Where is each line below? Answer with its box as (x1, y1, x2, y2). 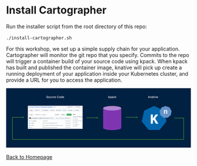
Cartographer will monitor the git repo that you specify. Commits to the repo (6, 51, 189, 59)
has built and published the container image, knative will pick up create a (6, 64, 182, 71)
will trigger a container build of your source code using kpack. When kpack (6, 57, 188, 65)
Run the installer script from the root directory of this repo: (6, 23, 148, 30)
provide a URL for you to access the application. (6, 76, 123, 83)
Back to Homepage (6, 154, 53, 161)
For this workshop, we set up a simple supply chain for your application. (6, 45, 180, 52)
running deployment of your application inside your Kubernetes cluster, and (6, 70, 189, 77)
